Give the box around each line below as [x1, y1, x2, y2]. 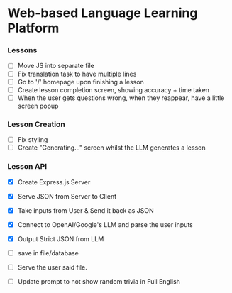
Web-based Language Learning [7, 5, 198, 21]
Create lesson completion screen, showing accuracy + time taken [17, 85, 210, 94]
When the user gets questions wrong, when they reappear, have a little [17, 94, 225, 102]
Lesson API [7, 162, 48, 172]
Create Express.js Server [17, 177, 91, 186]
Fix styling [17, 136, 48, 144]
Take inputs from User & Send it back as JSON [17, 206, 154, 214]
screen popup [17, 101, 59, 110]
